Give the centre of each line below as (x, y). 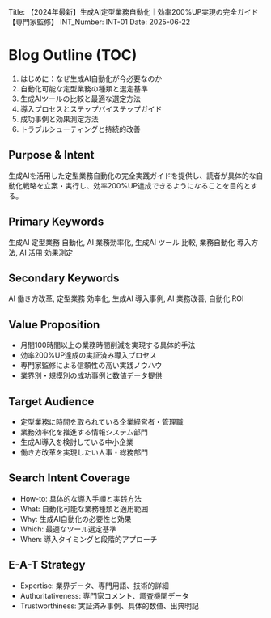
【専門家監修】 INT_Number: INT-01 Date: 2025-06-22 (100, 22)
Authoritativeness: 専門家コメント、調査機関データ (104, 595)
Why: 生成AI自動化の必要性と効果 (76, 519)
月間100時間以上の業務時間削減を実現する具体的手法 (108, 345)
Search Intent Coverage (70, 478)
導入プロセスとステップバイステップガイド (91, 108)
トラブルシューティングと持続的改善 (80, 129)
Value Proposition (54, 325)
